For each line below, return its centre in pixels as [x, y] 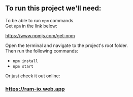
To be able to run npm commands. [40, 20]
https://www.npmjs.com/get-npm [40, 35]
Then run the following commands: [42, 51]
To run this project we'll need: [53, 8]
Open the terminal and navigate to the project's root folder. [67, 45]
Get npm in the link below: [31, 26]
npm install [25, 61]
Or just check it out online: [33, 76]
